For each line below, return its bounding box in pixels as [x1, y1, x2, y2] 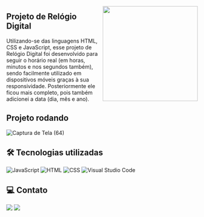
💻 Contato [6, 185, 48, 195]
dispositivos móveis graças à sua [6, 76, 89, 83]
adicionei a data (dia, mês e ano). [6, 95, 90, 103]
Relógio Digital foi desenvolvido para [6, 50, 98, 57]
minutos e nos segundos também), [6, 63, 93, 70]
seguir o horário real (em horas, [6, 57, 86, 64]
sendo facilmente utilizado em [6, 69, 82, 77]
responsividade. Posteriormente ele [6, 82, 95, 89]
